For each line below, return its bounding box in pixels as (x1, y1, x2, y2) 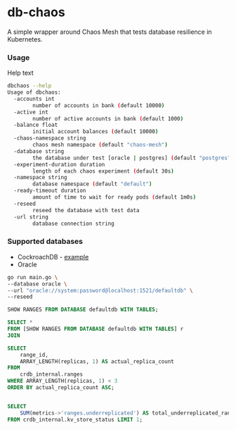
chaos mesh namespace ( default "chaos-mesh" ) (32, 142, 169, 149)
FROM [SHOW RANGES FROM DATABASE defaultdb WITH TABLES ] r (7, 326, 184, 333)
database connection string (32, 220, 114, 227)
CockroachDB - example (17, 252, 89, 261)
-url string (13, 213, 49, 221)
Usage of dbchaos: (7, 89, 61, 96)
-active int (13, 109, 49, 116)
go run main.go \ (7, 274, 58, 281)
